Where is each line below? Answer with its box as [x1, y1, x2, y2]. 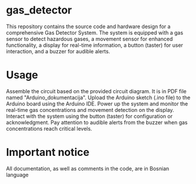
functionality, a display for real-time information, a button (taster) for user [6, 42, 184, 49]
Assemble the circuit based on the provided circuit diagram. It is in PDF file [6, 87, 187, 94]
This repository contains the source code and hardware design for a [6, 23, 171, 30]
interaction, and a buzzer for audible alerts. [6, 47, 110, 54]
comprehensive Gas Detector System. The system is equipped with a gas [6, 29, 184, 36]
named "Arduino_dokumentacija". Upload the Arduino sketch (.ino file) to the [6, 94, 191, 101]
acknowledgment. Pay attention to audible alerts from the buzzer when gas [6, 118, 188, 126]
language [6, 171, 29, 178]
